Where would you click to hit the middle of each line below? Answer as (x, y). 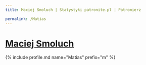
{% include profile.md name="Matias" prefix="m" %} (60, 57)
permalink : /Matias (26, 19)
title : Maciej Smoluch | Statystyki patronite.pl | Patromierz (73, 10)
